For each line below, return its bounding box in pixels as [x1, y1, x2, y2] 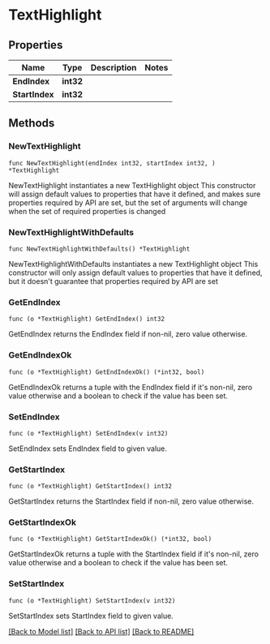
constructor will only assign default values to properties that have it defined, [8, 268, 263, 277]
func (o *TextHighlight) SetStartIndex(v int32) [8, 596, 176, 605]
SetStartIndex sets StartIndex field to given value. [8, 611, 174, 620]
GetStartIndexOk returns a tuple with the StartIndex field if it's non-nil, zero [8, 549, 259, 559]
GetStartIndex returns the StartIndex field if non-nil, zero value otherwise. [8, 496, 254, 506]
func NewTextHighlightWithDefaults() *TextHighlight [8, 245, 191, 253]
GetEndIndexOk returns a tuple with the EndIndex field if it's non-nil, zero [8, 382, 253, 392]
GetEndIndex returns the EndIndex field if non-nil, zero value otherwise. [8, 329, 248, 339]
